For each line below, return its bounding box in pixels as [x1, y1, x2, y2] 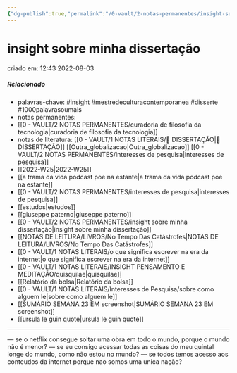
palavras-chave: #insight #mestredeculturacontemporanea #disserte [17, 98, 219, 106]
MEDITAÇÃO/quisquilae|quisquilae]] [17, 270, 122, 278]
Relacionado [7, 80, 46, 89]
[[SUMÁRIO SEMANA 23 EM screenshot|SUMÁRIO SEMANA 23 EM [17, 300, 214, 308]
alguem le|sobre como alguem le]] [17, 292, 118, 301]
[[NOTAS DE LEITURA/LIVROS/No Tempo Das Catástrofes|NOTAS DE [17, 232, 219, 241]
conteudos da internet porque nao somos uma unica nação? [7, 357, 183, 366]
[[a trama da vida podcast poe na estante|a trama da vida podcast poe [17, 172, 223, 181]
